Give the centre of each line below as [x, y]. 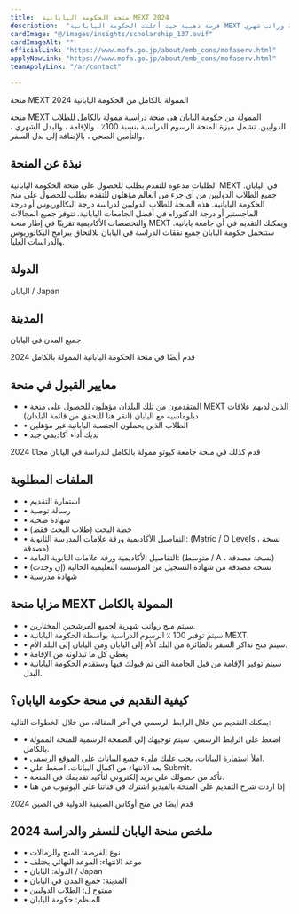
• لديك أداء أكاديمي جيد [61, 434]
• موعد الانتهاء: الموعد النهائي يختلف [83, 862]
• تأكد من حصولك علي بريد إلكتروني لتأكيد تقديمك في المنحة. [123, 777]
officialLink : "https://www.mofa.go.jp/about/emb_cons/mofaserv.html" [143, 51]
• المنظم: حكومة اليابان [62, 900]
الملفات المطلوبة [52, 480]
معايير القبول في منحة [63, 385]
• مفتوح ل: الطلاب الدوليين [67, 890]
